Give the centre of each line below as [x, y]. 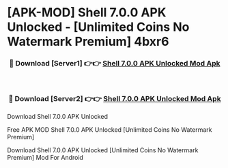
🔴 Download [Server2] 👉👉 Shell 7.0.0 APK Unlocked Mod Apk [115, 99]
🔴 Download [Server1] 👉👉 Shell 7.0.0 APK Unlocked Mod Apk [115, 64]
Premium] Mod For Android [45, 157]
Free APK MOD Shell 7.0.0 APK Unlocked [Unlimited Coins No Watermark [110, 129]
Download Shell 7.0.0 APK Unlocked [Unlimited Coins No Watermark [103, 150]
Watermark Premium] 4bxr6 [88, 42]
